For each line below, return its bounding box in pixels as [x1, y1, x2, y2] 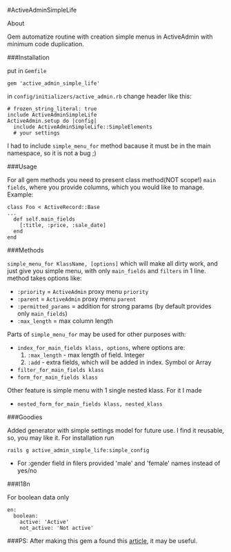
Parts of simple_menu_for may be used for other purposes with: [7, 331, 186, 338]
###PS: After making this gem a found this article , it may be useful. [7, 537, 198, 544]
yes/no [17, 466, 37, 475]
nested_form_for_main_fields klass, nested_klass [17, 401, 163, 408]
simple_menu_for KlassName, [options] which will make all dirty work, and [7, 259, 219, 268]
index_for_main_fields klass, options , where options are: [17, 344, 185, 351]
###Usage [7, 162, 38, 170]
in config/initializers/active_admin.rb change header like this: [7, 92, 192, 100]
